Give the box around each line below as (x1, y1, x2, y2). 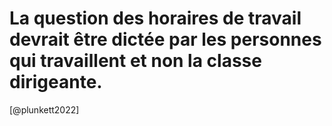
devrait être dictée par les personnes (9, 28, 322, 51)
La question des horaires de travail (9, 7, 302, 30)
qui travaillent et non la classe (9, 50, 262, 72)
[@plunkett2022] (9, 103, 80, 116)
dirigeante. (9, 71, 103, 94)
